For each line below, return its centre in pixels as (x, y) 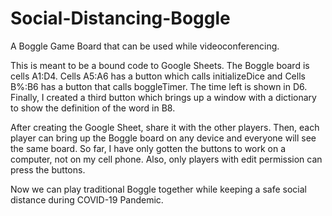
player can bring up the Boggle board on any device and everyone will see (163, 138)
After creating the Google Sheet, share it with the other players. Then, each (165, 127)
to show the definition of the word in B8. (93, 108)
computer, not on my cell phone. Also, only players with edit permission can (166, 159)
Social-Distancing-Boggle (120, 18)
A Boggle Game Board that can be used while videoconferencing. (145, 46)
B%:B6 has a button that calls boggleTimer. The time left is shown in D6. (159, 86)
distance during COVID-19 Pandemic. (87, 199)
